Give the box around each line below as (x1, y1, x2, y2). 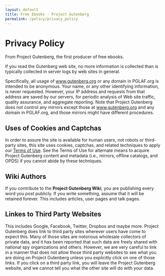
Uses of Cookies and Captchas (5, 124, 102, 132)
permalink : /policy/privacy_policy (5, 16, 78, 21)
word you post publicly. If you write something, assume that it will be (5, 190, 144, 196)
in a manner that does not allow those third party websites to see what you (5, 249, 157, 255)
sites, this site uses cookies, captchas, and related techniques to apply (17, 142, 161, 148)
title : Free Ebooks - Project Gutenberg (5, 12, 90, 17)
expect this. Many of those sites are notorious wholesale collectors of (5, 234, 146, 240)
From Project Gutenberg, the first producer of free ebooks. (5, 54, 124, 60)
